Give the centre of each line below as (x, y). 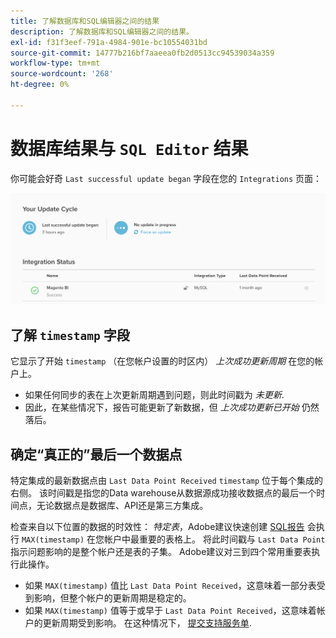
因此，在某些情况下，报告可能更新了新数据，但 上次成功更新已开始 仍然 (172, 407)
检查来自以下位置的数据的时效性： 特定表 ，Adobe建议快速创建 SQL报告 (157, 526)
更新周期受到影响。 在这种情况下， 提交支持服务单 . (147, 622)
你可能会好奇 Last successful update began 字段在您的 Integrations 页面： (166, 178)
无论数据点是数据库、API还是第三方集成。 (122, 505)
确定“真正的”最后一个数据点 (96, 454)
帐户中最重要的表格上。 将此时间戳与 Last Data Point (215, 539)
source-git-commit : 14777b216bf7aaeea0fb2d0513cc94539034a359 (142, 53)
